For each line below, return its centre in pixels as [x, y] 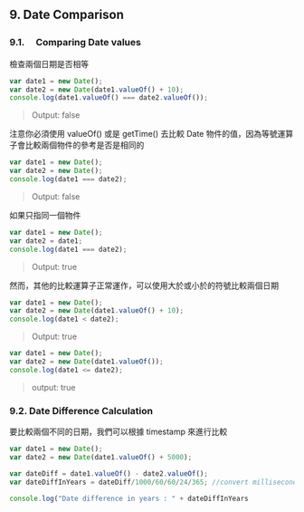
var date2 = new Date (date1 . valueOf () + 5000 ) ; [101, 457]
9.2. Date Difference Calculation [81, 411]
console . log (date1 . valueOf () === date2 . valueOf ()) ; [109, 98]
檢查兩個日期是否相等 [49, 63]
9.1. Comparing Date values [76, 43]
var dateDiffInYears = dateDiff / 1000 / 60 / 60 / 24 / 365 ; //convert [129, 482]
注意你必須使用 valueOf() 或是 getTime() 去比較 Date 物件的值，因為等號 [143, 134]
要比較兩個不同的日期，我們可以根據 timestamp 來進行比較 [119, 432]
